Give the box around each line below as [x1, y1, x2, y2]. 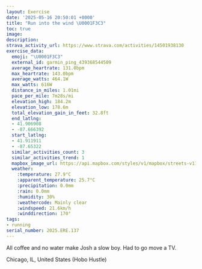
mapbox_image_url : [11, 160, 58, 166]
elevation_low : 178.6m [11, 104, 69, 110]
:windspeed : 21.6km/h [17, 205, 71, 211]
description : [6, 37, 39, 43]
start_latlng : [11, 132, 47, 139]
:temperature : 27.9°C [17, 171, 71, 178]
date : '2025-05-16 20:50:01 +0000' [6, 14, 96, 21]
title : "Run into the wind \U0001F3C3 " [6, 20, 106, 26]
